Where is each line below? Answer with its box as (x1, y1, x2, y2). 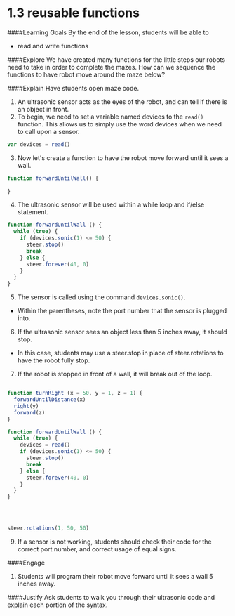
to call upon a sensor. (17, 127, 80, 136)
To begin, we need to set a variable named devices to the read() (17, 112, 204, 121)
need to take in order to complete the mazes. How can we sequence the (7, 63, 216, 71)
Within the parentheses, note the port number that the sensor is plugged (17, 307, 227, 315)
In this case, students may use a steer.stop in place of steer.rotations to (17, 349, 224, 358)
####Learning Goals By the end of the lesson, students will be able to (7, 28, 209, 37)
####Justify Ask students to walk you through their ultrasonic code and (7, 594, 215, 602)
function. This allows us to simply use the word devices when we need (17, 119, 222, 128)
